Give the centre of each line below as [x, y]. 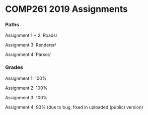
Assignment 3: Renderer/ [31, 45]
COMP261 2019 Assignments [67, 9]
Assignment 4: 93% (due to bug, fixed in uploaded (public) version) [74, 107]
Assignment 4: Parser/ [28, 55]
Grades [14, 67]
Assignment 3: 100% [26, 97]
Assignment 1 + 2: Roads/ [31, 35]
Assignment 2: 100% [26, 88]
